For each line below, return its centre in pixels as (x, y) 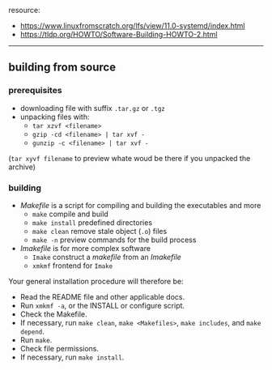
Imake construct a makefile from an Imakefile (107, 257)
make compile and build (70, 214)
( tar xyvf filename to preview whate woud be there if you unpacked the (130, 158)
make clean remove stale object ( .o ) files (100, 231)
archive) (22, 167)
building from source (62, 68)
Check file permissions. (59, 348)
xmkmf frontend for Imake (72, 266)
